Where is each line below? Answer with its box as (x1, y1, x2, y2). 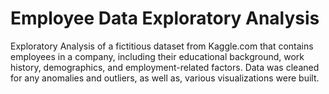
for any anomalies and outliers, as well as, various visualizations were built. (10, 72, 320, 84)
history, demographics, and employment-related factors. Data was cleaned (10, 61, 320, 73)
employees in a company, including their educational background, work (10, 50, 305, 62)
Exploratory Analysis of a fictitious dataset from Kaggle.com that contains (10, 40, 314, 52)
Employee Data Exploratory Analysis (10, 7, 320, 30)
